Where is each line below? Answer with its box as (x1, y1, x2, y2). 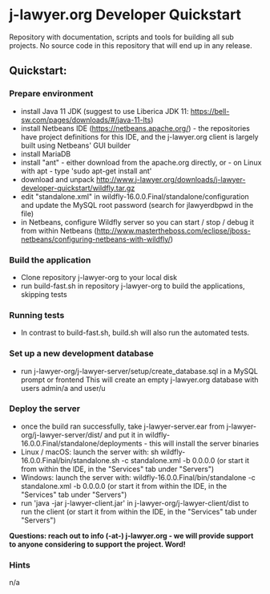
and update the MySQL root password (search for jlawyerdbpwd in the (20, 200, 254, 210)
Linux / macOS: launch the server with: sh (20, 447, 159, 457)
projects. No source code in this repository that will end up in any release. (9, 40, 252, 50)
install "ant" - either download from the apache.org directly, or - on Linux (20, 157, 262, 167)
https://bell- (190, 106, 230, 116)
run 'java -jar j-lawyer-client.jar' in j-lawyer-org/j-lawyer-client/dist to (20, 498, 249, 507)
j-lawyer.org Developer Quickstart (9, 6, 242, 24)
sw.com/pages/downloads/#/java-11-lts (20, 115, 151, 124)
